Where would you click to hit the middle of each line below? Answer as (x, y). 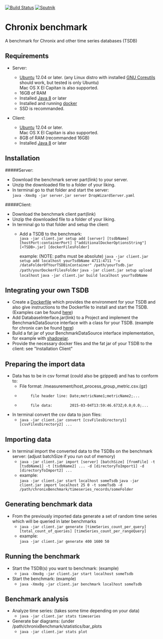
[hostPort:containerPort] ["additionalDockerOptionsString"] (83, 243)
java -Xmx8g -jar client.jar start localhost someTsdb (76, 574)
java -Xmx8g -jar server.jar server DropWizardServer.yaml (73, 195)
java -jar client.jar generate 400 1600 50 (64, 541)
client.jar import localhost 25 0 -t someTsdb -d (71, 485)
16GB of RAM (33, 93)
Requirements (27, 56)
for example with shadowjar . (41, 338)
